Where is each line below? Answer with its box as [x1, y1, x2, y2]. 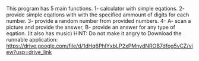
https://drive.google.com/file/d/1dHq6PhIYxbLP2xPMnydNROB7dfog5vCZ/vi [6, 42, 193, 49]
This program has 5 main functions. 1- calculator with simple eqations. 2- [6, 5, 185, 12]
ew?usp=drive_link [6, 49, 52, 55]
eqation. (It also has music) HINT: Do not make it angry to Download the [6, 30, 182, 37]
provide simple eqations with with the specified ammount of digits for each [6, 11, 189, 18]
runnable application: [6, 36, 58, 43]
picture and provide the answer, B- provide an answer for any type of [6, 23, 175, 30]
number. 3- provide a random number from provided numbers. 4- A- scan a [6, 18, 191, 24]
